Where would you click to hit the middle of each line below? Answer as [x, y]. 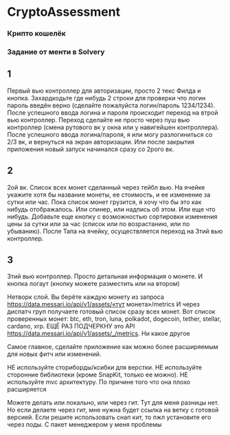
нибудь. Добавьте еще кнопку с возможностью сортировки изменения [112, 216]
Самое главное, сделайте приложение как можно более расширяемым [113, 347]
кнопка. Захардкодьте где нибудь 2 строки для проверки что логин [106, 98]
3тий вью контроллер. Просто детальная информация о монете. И [105, 276]
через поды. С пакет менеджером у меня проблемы [84, 425]
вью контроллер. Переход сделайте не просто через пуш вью [99, 120]
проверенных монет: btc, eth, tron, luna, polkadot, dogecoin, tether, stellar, [114, 319]
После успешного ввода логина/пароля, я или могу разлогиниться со [110, 134]
